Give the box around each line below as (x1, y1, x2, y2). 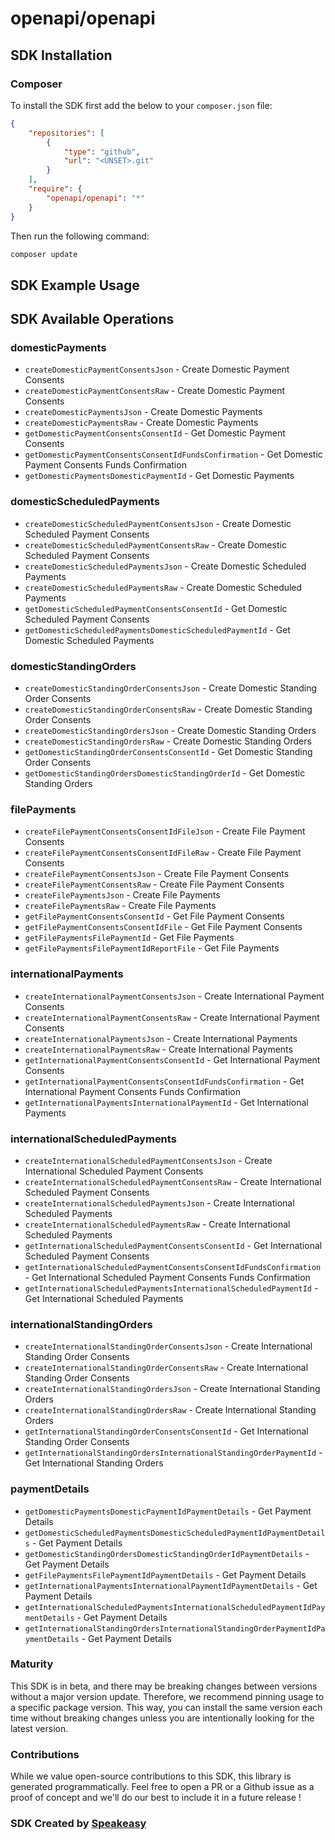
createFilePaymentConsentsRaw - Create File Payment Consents (24, 878, 285, 891)
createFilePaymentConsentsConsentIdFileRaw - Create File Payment (24, 847, 302, 859)
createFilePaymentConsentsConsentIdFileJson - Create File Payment (24, 825, 306, 837)
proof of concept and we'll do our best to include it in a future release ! (10, 1792, 302, 1804)
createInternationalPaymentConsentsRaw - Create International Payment (24, 1011, 320, 1023)
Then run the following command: (10, 230, 150, 242)
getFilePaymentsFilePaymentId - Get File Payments (24, 932, 235, 944)
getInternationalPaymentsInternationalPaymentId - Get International (24, 1096, 309, 1108)
